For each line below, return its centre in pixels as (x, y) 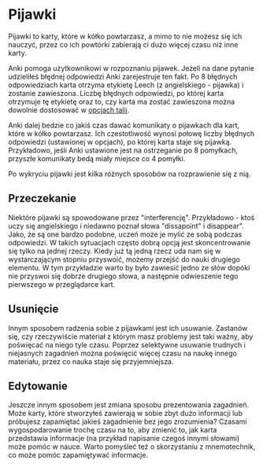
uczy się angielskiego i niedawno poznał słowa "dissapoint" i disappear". (126, 226)
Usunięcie (33, 309)
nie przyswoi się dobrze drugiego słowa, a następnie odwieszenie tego (123, 276)
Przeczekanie (42, 199)
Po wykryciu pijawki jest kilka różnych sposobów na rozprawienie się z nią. (130, 174)
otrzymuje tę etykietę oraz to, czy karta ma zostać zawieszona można (122, 101)
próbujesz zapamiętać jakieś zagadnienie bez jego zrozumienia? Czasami (128, 421)
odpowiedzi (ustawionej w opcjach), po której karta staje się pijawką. (120, 142)
